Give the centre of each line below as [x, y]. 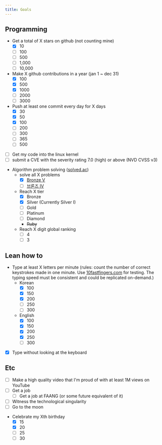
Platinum [36, 213]
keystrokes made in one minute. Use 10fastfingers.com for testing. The [83, 272]
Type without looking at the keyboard [49, 352]
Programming [26, 29]
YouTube [21, 385]
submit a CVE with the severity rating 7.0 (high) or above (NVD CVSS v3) [85, 160]
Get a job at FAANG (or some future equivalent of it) [71, 396]
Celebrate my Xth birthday [38, 416]
